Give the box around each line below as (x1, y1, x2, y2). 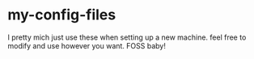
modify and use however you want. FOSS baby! (7, 40, 167, 50)
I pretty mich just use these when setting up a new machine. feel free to (7, 32, 247, 42)
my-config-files (7, 6, 116, 24)
